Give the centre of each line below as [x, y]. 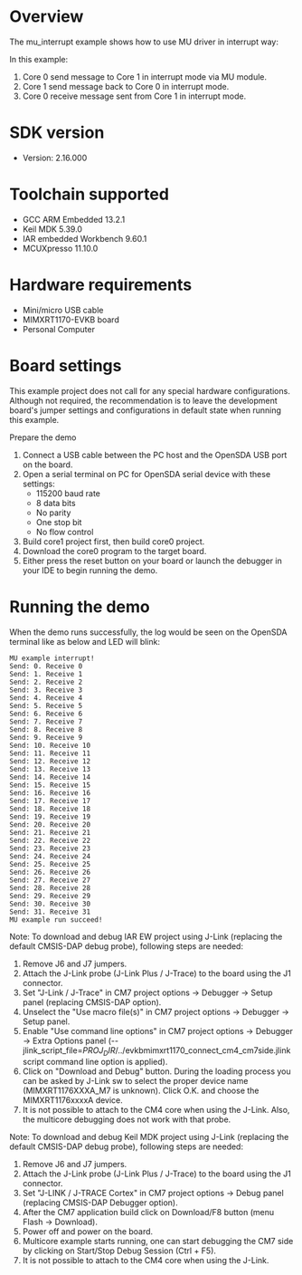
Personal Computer [58, 329]
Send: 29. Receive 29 [50, 896]
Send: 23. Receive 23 [50, 848]
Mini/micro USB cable [63, 310]
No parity [53, 513]
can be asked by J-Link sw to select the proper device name [135, 1081]
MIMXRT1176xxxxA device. [73, 1100]
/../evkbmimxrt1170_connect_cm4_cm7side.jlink [203, 1050]
